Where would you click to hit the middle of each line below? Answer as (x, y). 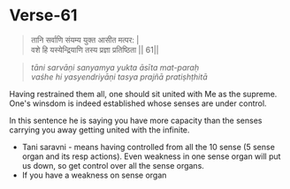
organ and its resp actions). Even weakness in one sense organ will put (151, 156)
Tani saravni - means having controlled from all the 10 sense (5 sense (149, 147)
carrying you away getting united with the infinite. (99, 130)
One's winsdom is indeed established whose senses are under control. (138, 103)
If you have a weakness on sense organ (94, 175)
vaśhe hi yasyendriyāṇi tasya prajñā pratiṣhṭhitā (119, 77)
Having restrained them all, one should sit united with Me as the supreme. (143, 94)
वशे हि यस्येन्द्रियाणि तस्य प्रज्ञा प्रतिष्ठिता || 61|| (95, 49)
